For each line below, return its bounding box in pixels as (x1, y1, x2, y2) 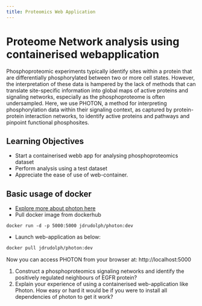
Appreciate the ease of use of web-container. (14, 171, 128, 178)
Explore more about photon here (14, 205, 96, 212)
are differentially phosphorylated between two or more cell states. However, (6, 73, 195, 81)
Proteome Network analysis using (6, 34, 180, 48)
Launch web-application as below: (14, 233, 101, 241)
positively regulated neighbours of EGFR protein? (14, 274, 137, 281)
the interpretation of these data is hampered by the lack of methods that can (6, 80, 196, 87)
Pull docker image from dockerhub (14, 211, 101, 219)
